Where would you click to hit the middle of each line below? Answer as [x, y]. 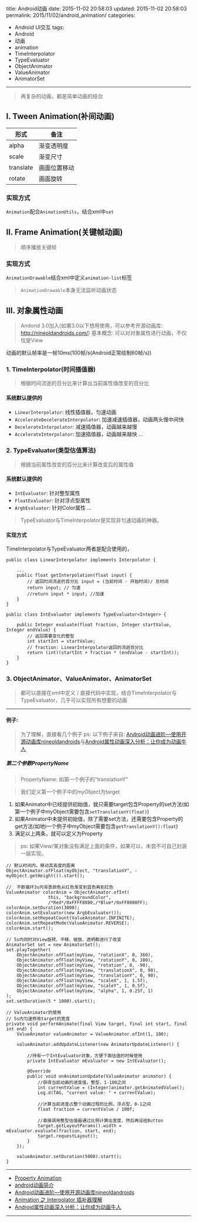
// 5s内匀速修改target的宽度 [38, 1019]
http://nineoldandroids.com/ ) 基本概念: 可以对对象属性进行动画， [98, 333]
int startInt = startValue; [61, 641]
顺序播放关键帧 [38, 247]
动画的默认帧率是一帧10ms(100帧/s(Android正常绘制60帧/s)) [79, 353]
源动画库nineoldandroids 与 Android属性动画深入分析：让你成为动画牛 [103, 741]
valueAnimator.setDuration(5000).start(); [69, 1156]
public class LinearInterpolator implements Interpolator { [81, 560]
